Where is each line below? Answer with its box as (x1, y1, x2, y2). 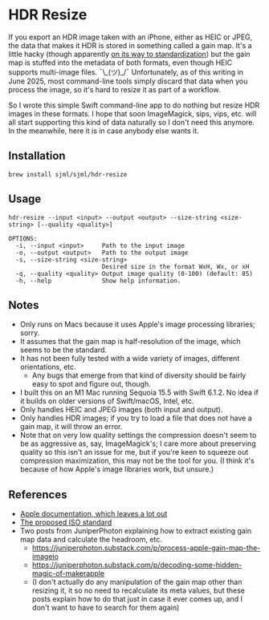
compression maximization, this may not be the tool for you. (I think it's (19, 456, 255, 466)
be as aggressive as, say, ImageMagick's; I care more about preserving (19, 439, 256, 448)
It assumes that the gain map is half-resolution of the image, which (19, 337, 241, 346)
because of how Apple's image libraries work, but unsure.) (19, 464, 214, 474)
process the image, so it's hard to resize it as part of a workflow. (8, 84, 221, 94)
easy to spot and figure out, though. (31, 379, 151, 389)
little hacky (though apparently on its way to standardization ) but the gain (8, 49, 251, 59)
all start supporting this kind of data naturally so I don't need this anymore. (8, 117, 255, 127)
